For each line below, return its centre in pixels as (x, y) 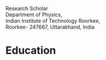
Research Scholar (27, 8)
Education (31, 50)
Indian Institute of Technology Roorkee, (53, 21)
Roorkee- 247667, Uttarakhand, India (50, 27)
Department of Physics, (34, 15)
